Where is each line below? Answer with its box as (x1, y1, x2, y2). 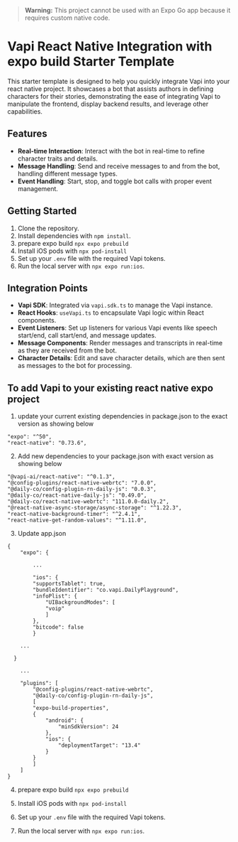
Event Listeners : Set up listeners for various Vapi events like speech (17, 323, 217, 333)
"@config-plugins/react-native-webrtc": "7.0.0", (7, 480, 157, 487)
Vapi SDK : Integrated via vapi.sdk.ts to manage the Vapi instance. (17, 301, 213, 310)
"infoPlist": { (33, 593, 78, 600)
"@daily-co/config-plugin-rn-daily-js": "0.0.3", (7, 486, 157, 493)
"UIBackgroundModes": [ (45, 599, 115, 606)
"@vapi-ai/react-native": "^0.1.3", (7, 473, 115, 480)
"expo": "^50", (7, 433, 52, 441)
